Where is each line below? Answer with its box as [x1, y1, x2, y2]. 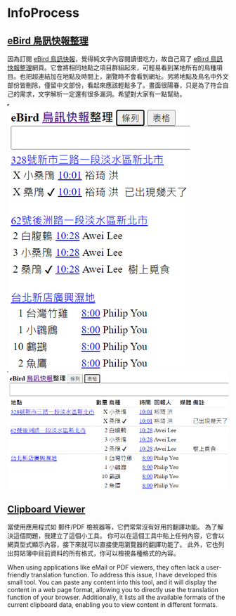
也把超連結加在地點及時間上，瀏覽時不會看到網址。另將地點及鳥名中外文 [19, 72, 229, 80]
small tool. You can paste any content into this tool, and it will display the [7, 578, 217, 586]
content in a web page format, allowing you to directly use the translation [7, 586, 219, 594]
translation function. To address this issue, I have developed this [31, 571, 218, 579]
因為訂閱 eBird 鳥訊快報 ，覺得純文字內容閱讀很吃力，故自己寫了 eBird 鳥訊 [7, 55, 223, 63]
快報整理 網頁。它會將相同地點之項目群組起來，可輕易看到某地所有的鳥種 [7, 63, 216, 72]
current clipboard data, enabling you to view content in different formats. [7, 601, 218, 609]
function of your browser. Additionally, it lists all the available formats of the [7, 593, 225, 602]
